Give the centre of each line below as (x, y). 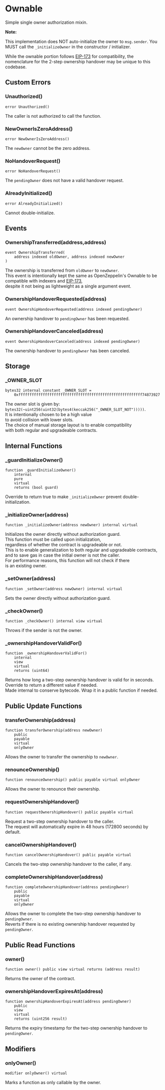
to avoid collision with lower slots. (40, 420)
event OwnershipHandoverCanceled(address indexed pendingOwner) (73, 341)
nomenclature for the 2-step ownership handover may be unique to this (78, 61)
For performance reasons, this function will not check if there (67, 561)
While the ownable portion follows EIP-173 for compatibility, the (69, 56)
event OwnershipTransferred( (35, 253)
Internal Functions (34, 446)
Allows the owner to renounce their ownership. (53, 789)
